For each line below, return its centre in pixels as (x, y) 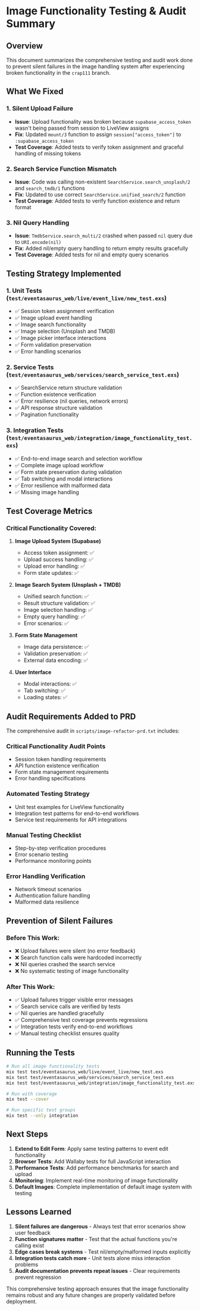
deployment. (21, 1301)
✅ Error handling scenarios (48, 351)
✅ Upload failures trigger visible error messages (74, 1000)
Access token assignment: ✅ (59, 553)
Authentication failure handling (52, 896)
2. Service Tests (30, 367)
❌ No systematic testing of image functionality (72, 971)
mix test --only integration (42, 1116)
